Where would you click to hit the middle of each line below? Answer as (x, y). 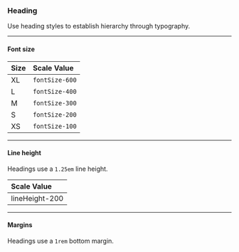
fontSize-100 (55, 126)
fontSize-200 (55, 115)
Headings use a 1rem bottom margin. (60, 241)
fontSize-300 (55, 103)
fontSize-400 (55, 91)
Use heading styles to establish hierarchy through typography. (99, 26)
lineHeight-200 (37, 198)
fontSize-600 (55, 80)
